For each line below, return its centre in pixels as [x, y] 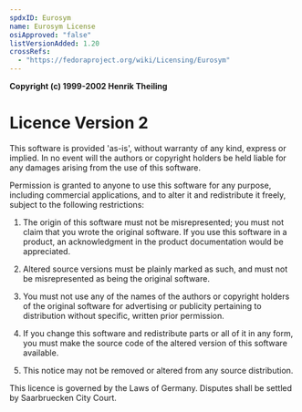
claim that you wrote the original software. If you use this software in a [155, 232]
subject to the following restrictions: [77, 204]
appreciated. [47, 251]
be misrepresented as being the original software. [116, 278]
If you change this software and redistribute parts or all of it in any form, [158, 333]
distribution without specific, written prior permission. [124, 315]
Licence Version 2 [79, 123]
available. [41, 353]
